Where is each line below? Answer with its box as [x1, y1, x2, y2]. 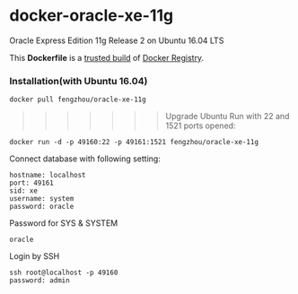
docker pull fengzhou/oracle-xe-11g [9, 95, 146, 104]
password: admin [9, 276, 70, 285]
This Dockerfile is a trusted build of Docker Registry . [9, 52, 205, 63]
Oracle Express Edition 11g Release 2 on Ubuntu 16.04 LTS [9, 35, 224, 46]
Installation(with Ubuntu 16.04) [9, 74, 148, 87]
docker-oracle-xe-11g [9, 5, 174, 26]
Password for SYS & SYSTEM [9, 218, 118, 229]
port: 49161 [9, 178, 54, 188]
